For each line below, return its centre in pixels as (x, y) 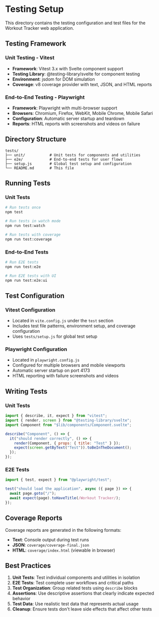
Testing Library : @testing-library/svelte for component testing (76, 74)
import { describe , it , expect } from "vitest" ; (56, 416)
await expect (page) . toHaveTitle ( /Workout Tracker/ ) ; (65, 498)
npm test (14, 212)
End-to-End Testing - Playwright (45, 97)
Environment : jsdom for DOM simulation (53, 79)
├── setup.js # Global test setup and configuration (69, 164)
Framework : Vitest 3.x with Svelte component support (68, 68)
